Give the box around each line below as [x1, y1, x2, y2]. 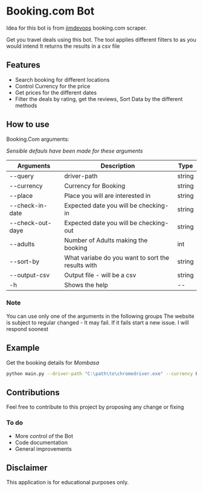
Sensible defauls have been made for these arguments [6, 147, 143, 154]
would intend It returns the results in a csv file [6, 42, 120, 50]
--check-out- [9, 218, 52, 227]
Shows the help [64, 280, 109, 289]
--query [9, 171, 34, 180]
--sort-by [9, 257, 40, 266]
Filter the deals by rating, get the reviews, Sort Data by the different [14, 95, 183, 102]
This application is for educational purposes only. [6, 479, 129, 486]
